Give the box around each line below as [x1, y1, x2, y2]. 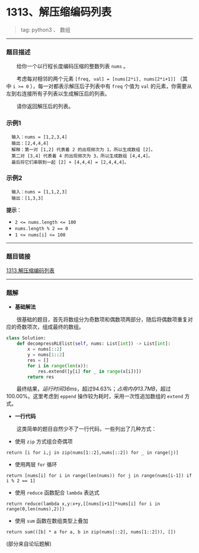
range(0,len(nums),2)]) [6, 506, 65, 512]
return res [27, 374, 54, 380]
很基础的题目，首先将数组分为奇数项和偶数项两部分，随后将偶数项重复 [17, 316, 188, 323]
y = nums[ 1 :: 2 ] [27, 352, 65, 358]
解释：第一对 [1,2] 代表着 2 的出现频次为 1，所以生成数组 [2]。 [11, 147, 156, 152]
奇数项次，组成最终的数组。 [16, 323, 84, 330]
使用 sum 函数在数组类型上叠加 [14, 517, 89, 525]
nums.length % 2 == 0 [14, 225, 68, 231]
